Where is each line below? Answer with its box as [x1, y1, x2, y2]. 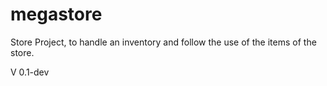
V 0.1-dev [10, 66, 50, 78]
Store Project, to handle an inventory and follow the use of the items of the [10, 36, 317, 48]
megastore [10, 3, 103, 26]
